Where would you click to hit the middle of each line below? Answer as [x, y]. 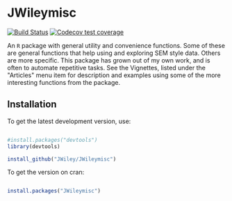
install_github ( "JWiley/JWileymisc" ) [62, 159]
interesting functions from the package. [64, 82]
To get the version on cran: [46, 172]
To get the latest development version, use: [69, 121]
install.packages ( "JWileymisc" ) [54, 191]
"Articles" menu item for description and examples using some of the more [114, 75]
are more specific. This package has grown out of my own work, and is [109, 60]
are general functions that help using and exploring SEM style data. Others [114, 53]
